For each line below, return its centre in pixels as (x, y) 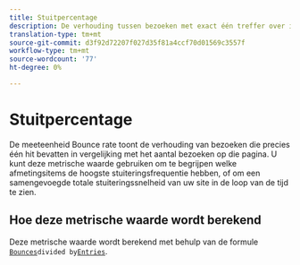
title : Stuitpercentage (54, 17)
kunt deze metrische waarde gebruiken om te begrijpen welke (123, 163)
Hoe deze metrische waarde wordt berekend (135, 220)
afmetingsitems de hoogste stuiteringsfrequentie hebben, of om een (135, 173)
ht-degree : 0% (36, 68)
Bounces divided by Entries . (58, 251)
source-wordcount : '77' (54, 59)
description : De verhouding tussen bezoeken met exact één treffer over (147, 26)
